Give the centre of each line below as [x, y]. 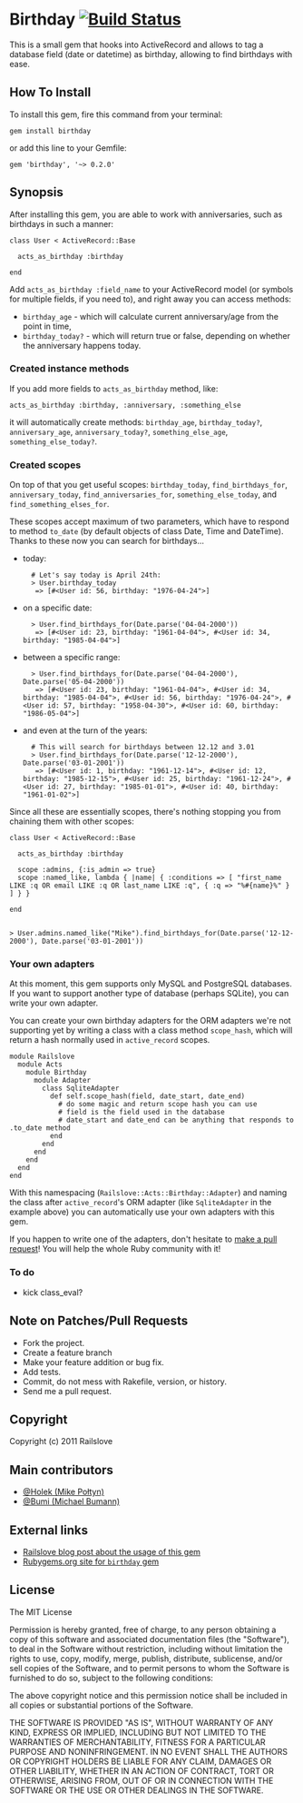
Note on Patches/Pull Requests [99, 1321]
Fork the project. [54, 1342]
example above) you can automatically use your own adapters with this [142, 1212]
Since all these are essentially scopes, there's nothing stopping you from [145, 812]
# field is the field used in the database [141, 1113]
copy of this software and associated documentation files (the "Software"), [150, 1639]
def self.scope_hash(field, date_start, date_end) [147, 1096]
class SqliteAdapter [81, 1089]
